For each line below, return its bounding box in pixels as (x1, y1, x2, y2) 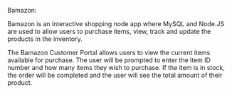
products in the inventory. (7, 35, 83, 43)
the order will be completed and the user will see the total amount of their (7, 71, 223, 79)
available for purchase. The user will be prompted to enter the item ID (7, 56, 211, 64)
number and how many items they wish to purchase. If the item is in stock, (7, 64, 226, 71)
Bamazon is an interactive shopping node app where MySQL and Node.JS (7, 20, 225, 28)
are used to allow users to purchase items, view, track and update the (7, 28, 211, 35)
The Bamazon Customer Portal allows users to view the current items (7, 49, 211, 57)
